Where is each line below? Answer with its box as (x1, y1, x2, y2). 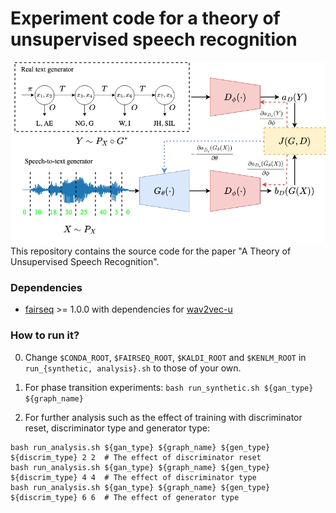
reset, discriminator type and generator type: (24, 422, 210, 434)
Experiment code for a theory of (10, 7, 281, 30)
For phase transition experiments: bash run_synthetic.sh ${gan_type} (24, 381, 314, 393)
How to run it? (10, 328, 80, 342)
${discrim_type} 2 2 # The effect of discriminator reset (10, 452, 262, 462)
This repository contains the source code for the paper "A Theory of (10, 245, 292, 257)
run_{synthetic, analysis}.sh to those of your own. (24, 362, 242, 374)
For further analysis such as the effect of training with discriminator (24, 411, 303, 423)
